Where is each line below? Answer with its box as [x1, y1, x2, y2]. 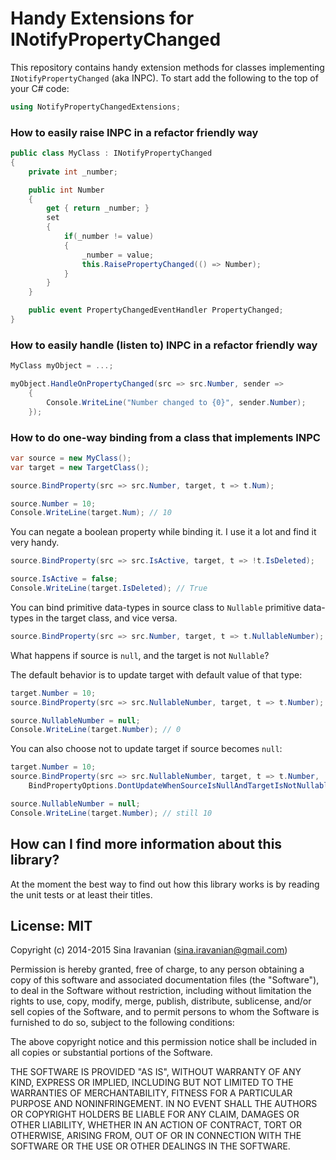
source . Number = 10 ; [10, 498, 97, 509]
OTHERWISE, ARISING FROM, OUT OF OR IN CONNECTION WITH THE [10, 1130, 302, 1142]
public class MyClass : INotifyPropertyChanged [10, 148, 213, 159]
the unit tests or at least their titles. [10, 888, 153, 901]
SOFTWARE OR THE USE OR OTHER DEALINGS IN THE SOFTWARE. [10, 1140, 291, 1152]
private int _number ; [28, 167, 118, 177]
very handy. [10, 537, 60, 549]
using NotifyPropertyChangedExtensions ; [10, 102, 182, 112]
